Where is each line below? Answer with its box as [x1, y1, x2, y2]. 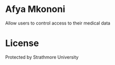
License [5, 37, 39, 49]
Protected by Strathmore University [5, 54, 79, 60]
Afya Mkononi [5, 3, 66, 15]
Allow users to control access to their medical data [5, 20, 110, 26]
